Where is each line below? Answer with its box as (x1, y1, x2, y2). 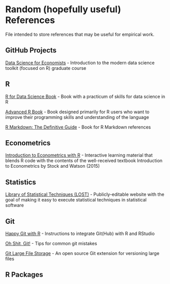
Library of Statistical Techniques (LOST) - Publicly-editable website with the (5, 191, 164, 197)
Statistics (5, 177, 37, 187)
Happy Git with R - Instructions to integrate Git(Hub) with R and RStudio (5, 230, 155, 237)
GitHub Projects (5, 46, 57, 55)
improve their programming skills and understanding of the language (5, 114, 149, 120)
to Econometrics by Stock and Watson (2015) (5, 163, 100, 169)
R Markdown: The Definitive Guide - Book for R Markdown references (5, 124, 151, 130)
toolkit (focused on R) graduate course (5, 65, 87, 71)
